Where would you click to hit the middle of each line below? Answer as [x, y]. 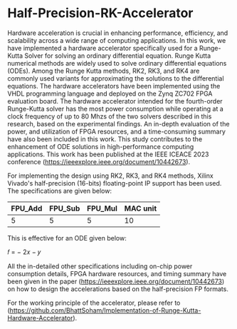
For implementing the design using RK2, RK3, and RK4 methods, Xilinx [110, 176]
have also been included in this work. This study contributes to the [105, 139]
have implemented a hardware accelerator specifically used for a [102, 48]
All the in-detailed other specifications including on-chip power [100, 266]
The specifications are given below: [60, 191]
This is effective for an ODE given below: [67, 238]
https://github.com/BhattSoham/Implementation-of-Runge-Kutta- [105, 310]
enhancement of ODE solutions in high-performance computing [101, 146]
